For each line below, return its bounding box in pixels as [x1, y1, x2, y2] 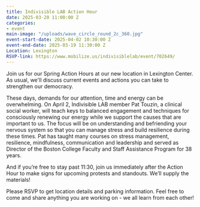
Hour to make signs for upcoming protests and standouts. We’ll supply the [6, 169, 189, 177]
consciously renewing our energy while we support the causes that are [6, 113, 181, 121]
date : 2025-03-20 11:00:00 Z [6, 14, 79, 20]
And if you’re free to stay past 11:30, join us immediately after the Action [6, 163, 184, 170]
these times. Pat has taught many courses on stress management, [6, 133, 169, 140]
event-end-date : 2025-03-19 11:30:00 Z [6, 43, 106, 49]
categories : [6, 20, 36, 26]
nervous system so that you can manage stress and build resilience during [6, 126, 190, 133]
